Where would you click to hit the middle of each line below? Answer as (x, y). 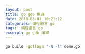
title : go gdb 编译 (25, 14)
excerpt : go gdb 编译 (27, 33)
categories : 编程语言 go (30, 24)
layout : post (19, 10)
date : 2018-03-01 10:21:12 (34, 19)
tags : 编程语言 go (24, 28)
